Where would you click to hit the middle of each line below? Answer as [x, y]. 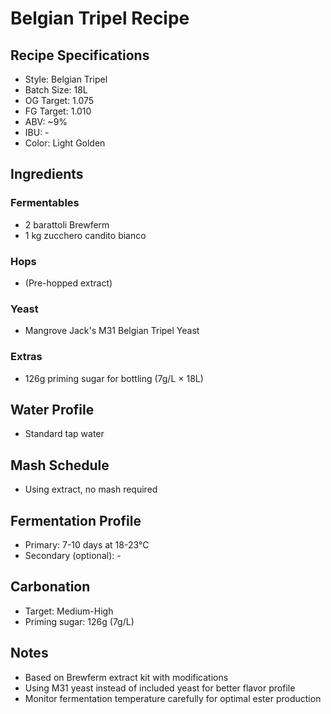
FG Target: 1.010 [58, 111]
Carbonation [50, 587]
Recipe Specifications [80, 55]
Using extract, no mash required [91, 489]
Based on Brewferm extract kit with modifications [126, 677]
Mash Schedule [60, 465]
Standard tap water [64, 434]
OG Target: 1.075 [59, 100]
